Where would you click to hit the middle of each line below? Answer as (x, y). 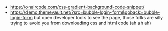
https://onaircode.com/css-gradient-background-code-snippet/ (77, 7)
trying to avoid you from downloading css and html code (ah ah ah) (80, 23)
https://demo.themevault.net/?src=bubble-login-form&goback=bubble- (85, 12)
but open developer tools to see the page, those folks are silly (99, 18)
